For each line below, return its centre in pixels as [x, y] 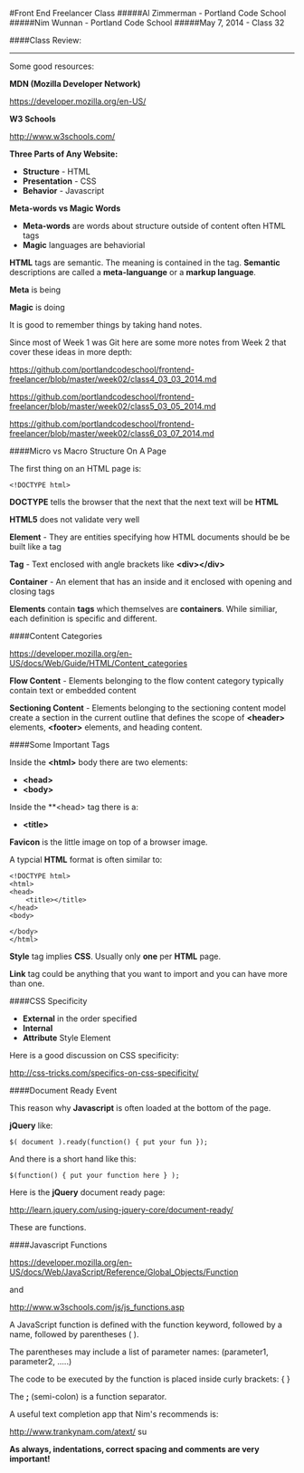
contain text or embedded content [73, 690]
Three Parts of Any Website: [64, 154]
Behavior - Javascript [63, 191]
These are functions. [48, 1227]
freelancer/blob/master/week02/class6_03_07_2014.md [112, 433]
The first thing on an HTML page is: [76, 469]
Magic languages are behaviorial [84, 245]
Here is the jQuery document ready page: [87, 1192]
